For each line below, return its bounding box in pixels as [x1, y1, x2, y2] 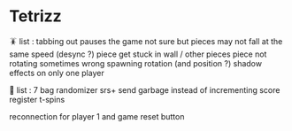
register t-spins [9, 94, 65, 104]
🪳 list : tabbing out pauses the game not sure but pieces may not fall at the [9, 35, 283, 46]
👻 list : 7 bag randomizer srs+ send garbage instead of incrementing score [9, 84, 280, 95]
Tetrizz [9, 6, 62, 27]
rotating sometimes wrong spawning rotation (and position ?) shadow [9, 58, 263, 68]
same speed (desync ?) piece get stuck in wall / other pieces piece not [9, 49, 267, 59]
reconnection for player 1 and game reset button [9, 111, 185, 121]
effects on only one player [9, 67, 104, 78]
